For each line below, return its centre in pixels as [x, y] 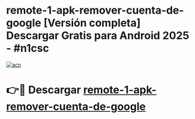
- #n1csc [28, 48]
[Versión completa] [92, 23]
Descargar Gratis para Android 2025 [98, 36]
